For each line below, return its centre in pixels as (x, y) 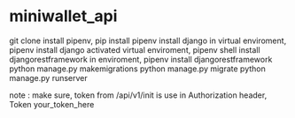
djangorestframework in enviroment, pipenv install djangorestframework (141, 59)
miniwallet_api (63, 16)
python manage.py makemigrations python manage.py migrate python (137, 69)
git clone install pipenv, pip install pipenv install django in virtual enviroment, (148, 41)
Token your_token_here (52, 104)
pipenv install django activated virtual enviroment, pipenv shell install (135, 49)
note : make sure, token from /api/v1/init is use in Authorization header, (138, 95)
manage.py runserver (49, 77)
